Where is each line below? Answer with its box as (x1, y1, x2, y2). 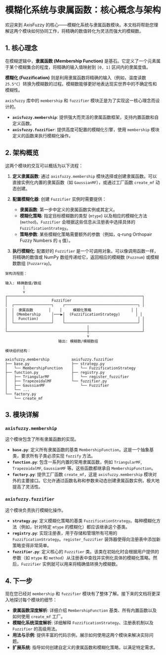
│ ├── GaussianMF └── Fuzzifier (5, 383, 110, 388)
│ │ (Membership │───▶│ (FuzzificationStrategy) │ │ (5, 312, 142, 317)
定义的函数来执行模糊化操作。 (12, 132, 73, 138)
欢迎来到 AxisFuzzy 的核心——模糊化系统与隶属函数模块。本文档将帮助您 (5, 22, 154, 28)
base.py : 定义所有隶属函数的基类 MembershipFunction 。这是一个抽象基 (12, 447, 154, 453)
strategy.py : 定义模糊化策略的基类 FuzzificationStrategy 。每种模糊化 (12, 518, 157, 524)
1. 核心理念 (5, 44, 38, 52)
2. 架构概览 (5, 149, 39, 157)
